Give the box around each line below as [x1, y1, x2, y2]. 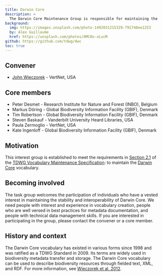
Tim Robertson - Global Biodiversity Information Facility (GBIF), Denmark [12, 112, 158, 118]
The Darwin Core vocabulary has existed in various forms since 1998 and [5, 245, 152, 251]
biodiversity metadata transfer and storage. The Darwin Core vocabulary [5, 255, 151, 261]
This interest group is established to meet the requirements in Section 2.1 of [5, 155, 157, 160]
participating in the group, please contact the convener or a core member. [5, 217, 154, 223]
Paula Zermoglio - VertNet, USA [12, 122, 76, 128]
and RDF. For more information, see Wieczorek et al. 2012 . [5, 265, 122, 271]
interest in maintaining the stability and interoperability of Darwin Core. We [5, 197, 154, 203]
